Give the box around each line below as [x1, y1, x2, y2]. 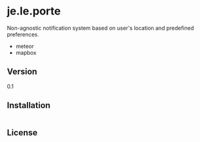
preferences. [7, 30, 39, 38]
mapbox [15, 49, 37, 56]
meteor [15, 42, 34, 50]
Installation [7, 100, 51, 110]
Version [7, 67, 37, 77]
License [7, 127, 38, 138]
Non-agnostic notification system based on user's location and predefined [7, 24, 195, 32]
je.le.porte [7, 4, 61, 18]
